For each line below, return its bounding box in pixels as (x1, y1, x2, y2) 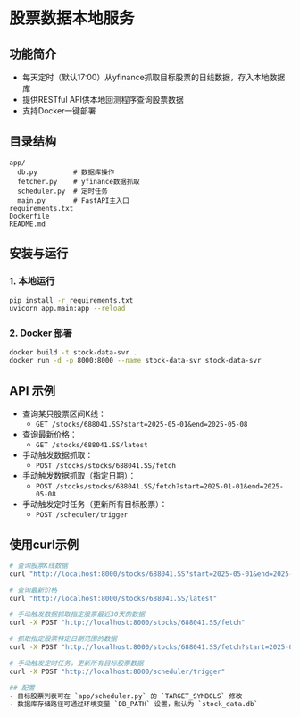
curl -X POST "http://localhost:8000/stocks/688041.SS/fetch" (9, 618, 246, 628)
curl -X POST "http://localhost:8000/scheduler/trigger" (9, 667, 226, 676)
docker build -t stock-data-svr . (9, 347, 138, 357)
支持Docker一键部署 (21, 105, 96, 116)
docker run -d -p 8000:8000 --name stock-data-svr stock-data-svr (9, 356, 262, 365)
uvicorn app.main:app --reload (9, 304, 126, 313)
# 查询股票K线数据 (9, 561, 69, 570)
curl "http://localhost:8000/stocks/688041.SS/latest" (9, 594, 218, 603)
